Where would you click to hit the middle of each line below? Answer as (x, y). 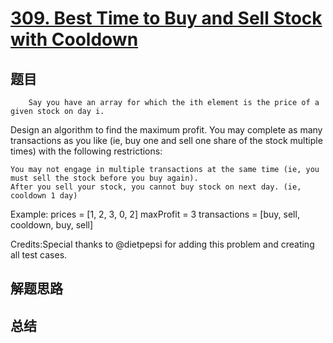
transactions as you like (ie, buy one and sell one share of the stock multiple (166, 140)
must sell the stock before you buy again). (104, 178)
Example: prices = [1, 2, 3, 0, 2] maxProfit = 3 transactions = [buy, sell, (155, 214)
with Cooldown (74, 39)
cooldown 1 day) (44, 196)
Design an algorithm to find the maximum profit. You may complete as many (166, 130)
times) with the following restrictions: (86, 151)
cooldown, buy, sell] (52, 225)
